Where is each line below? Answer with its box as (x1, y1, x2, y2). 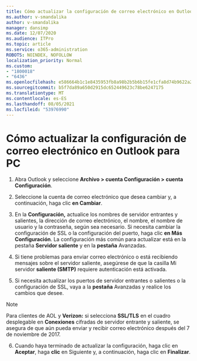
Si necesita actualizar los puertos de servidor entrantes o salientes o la (14, 277, 186, 284)
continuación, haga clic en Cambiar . (14, 200, 103, 207)
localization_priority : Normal (6, 57, 83, 63)
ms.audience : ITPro (6, 36, 54, 42)
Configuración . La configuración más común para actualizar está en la (14, 236, 186, 243)
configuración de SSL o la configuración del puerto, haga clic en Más (14, 229, 183, 237)
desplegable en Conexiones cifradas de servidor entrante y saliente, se (6, 318, 180, 325)
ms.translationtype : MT (6, 90, 64, 96)
